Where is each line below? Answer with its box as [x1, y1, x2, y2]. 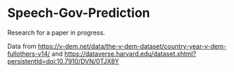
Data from [7, 42, 37, 50]
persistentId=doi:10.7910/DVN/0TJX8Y [7, 56, 119, 65]
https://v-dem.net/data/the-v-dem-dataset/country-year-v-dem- [37, 42, 227, 50]
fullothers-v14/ [7, 49, 51, 58]
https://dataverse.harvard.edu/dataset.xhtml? [64, 49, 197, 58]
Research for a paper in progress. [7, 28, 105, 37]
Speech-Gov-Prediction [7, 5, 151, 21]
